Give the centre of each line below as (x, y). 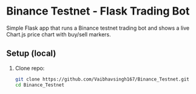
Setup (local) (31, 54)
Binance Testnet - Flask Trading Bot (98, 11)
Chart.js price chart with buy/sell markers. (59, 34)
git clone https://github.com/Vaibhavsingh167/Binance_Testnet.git (102, 79)
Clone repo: (30, 68)
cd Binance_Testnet (40, 85)
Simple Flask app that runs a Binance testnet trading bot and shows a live (98, 28)
